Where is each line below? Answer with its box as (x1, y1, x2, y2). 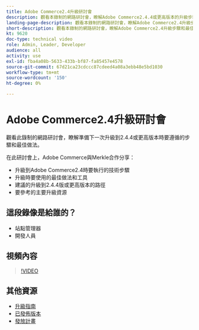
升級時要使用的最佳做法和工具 (14, 173, 88, 181)
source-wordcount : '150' (6, 75, 68, 81)
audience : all (6, 47, 41, 53)
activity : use (6, 53, 41, 59)
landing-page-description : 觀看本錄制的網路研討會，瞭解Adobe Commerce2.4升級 (6, 20, 191, 26)
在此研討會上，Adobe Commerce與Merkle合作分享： (6, 154, 135, 161)
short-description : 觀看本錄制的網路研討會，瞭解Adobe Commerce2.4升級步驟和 (6, 25, 185, 31)
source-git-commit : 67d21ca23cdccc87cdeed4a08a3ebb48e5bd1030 (6, 64, 163, 70)
